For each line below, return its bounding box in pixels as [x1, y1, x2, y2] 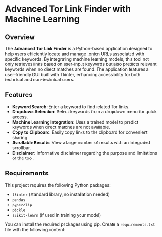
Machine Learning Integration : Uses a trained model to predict [12, 119, 139, 125]
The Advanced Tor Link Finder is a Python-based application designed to [5, 46, 153, 51]
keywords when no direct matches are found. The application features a [5, 66, 149, 72]
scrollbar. [12, 144, 31, 151]
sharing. [12, 134, 29, 140]
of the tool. [12, 155, 34, 161]
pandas [12, 197, 26, 202]
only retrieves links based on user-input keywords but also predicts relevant [5, 62, 157, 67]
